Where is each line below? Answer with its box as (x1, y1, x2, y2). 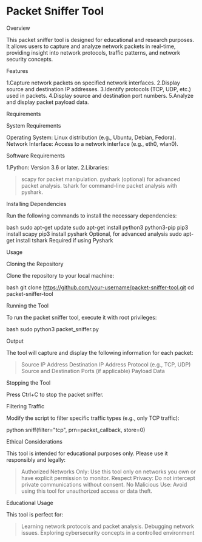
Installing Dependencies (6, 200, 67, 207)
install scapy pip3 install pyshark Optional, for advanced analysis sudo (6, 230, 182, 238)
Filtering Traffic (6, 402, 45, 410)
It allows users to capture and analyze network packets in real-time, (6, 43, 176, 50)
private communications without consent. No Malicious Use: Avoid (21, 481, 187, 488)
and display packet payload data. (6, 98, 89, 106)
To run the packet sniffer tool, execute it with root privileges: (6, 314, 157, 321)
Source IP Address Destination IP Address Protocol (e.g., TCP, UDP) (21, 360, 191, 368)
